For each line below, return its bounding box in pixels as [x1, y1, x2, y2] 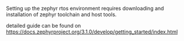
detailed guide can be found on [6, 23, 82, 29]
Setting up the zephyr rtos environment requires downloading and [6, 5, 164, 12]
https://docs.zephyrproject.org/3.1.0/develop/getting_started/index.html [6, 28, 178, 35]
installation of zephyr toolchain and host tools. [6, 11, 117, 18]
